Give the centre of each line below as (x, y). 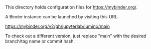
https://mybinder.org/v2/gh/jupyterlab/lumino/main (58, 26)
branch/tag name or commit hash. (40, 41)
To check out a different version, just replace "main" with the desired (76, 36)
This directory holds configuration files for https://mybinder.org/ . (72, 7)
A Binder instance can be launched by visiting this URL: (62, 17)
